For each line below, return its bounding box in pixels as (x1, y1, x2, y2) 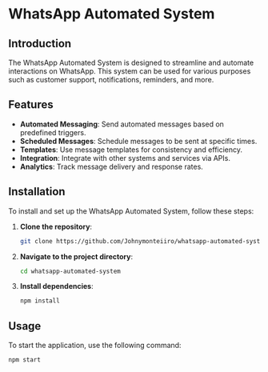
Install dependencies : (19, 282, 94, 291)
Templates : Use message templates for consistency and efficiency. (19, 145, 242, 154)
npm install (19, 297, 60, 305)
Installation (8, 185, 66, 198)
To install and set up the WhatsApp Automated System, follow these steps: (8, 206, 254, 216)
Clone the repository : (19, 222, 93, 231)
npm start (8, 356, 42, 364)
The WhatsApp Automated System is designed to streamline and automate (8, 58, 254, 67)
